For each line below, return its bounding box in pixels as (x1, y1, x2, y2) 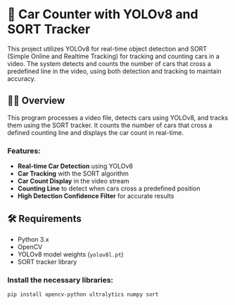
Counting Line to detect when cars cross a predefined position (17, 184, 201, 193)
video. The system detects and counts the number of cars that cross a (7, 59, 211, 67)
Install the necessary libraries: (7, 275, 114, 285)
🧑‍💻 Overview (7, 95, 65, 107)
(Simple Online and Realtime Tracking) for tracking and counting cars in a (7, 52, 220, 60)
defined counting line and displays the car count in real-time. (7, 128, 184, 136)
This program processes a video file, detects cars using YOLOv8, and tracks (7, 113, 229, 122)
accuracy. (7, 74, 37, 83)
